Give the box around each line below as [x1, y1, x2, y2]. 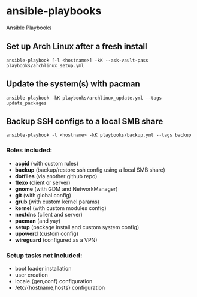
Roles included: [6, 146, 53, 154]
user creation [14, 271, 48, 278]
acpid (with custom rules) [14, 160, 79, 167]
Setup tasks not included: [6, 251, 83, 259]
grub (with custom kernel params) [14, 198, 100, 205]
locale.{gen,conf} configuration [14, 277, 93, 284]
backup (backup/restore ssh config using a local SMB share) [14, 166, 166, 173]
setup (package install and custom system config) [14, 223, 140, 230]
